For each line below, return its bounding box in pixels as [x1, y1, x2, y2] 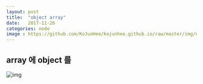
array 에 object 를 [6, 55, 71, 65]
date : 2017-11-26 [6, 20, 56, 26]
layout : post [6, 8, 39, 15]
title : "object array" [6, 14, 66, 20]
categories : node [6, 25, 50, 32]
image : [6, 31, 26, 37]
